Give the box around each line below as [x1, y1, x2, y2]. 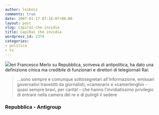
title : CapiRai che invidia [5, 30, 62, 34]
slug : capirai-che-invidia [5, 25, 60, 30]
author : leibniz [5, 7, 38, 12]
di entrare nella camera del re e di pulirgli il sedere [16, 92, 117, 98]
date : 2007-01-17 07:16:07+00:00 [5, 16, 73, 21]
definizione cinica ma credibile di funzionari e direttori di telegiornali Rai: [5, 66, 149, 73]
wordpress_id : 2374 [5, 34, 45, 39]
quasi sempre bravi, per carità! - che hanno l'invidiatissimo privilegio [16, 86, 154, 92]
